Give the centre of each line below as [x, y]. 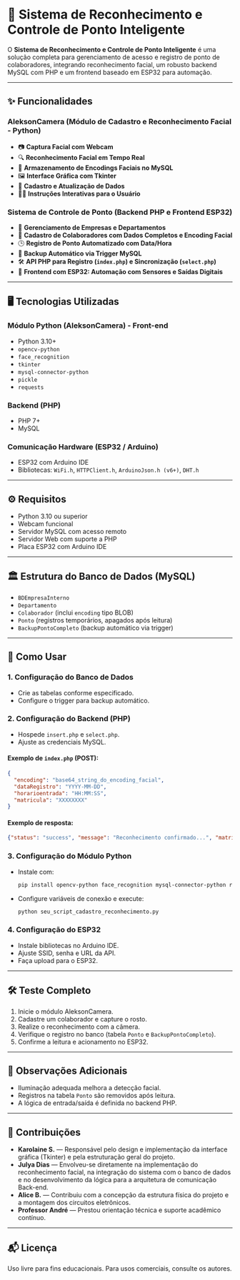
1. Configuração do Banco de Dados [70, 677]
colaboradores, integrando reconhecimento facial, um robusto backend [112, 64]
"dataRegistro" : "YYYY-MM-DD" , [60, 787]
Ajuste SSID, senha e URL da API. [67, 953]
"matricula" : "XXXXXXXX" [51, 800]
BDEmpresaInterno [44, 598]
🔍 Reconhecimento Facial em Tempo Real [81, 157]
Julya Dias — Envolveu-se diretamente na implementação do [108, 1165]
